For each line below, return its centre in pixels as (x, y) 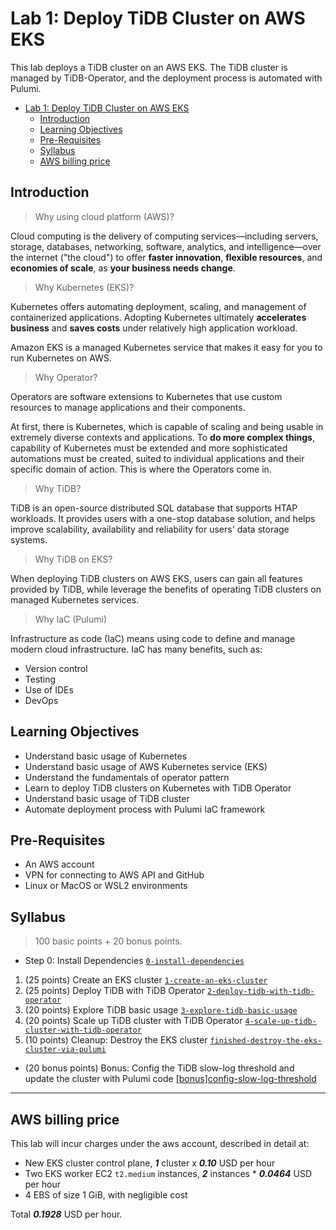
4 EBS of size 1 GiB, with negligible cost (106, 1195)
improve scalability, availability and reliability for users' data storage (150, 529)
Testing (40, 679)
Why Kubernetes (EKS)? (84, 287)
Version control (56, 668)
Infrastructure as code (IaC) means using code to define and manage (153, 638)
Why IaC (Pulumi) (71, 619)
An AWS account (59, 864)
